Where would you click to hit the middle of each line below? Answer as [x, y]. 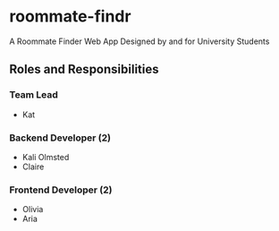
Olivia [33, 210]
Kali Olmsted [46, 157]
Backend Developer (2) [60, 138]
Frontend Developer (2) [61, 190]
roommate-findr [70, 17]
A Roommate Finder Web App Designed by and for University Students [139, 41]
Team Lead [34, 95]
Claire [33, 167]
